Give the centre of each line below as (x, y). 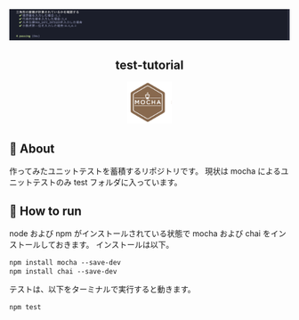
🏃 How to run (45, 211)
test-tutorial (149, 65)
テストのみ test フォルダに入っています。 (107, 183)
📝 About (32, 148)
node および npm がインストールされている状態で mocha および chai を (140, 233)
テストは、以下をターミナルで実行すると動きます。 (102, 289)
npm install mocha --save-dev (65, 262)
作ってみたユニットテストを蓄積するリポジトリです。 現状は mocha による (145, 171)
